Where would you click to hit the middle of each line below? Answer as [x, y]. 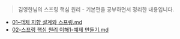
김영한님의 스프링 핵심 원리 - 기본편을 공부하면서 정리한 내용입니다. [96, 9]
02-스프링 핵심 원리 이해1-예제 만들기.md [60, 30]
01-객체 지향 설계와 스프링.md [47, 22]
